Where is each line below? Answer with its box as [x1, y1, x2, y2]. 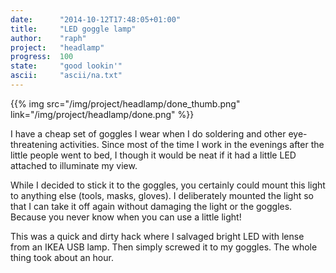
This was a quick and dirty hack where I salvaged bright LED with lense [10, 230, 305, 242]
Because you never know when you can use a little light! [10, 211, 242, 223]
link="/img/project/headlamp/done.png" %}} [10, 108, 195, 120]
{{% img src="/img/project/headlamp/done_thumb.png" [10, 97, 241, 110]
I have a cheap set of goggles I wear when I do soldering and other [10, 127, 287, 140]
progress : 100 [10, 52, 74, 62]
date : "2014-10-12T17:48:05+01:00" [10, 14, 182, 25]
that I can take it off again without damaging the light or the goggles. [10, 200, 293, 212]
